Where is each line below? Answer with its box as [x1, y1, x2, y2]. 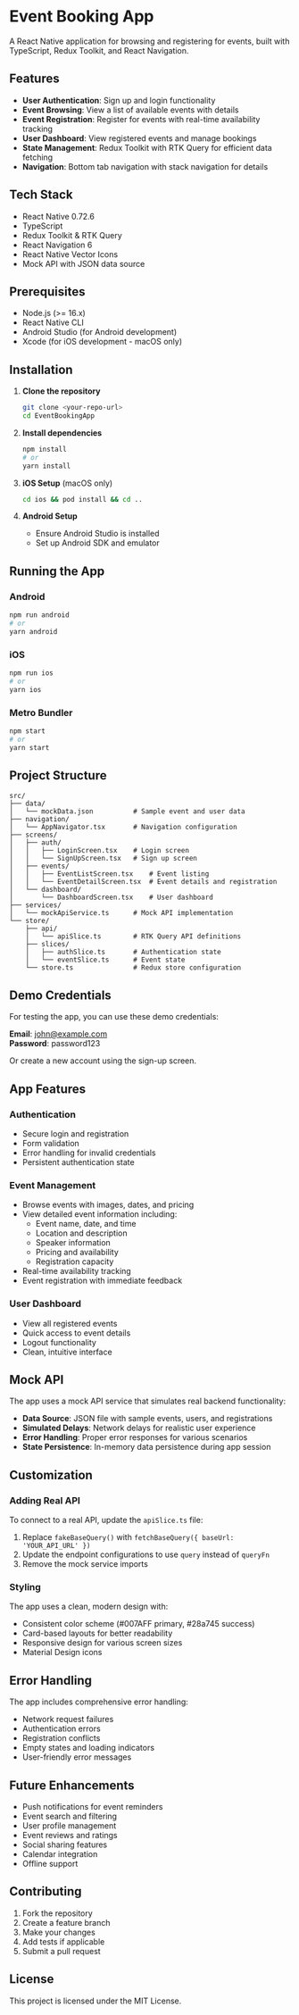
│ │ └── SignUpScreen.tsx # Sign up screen [9, 854, 198, 863]
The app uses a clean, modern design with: [9, 1601, 169, 1612]
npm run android [9, 611, 70, 620]
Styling [9, 1580, 42, 1593]
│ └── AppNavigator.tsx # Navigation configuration [9, 823, 238, 832]
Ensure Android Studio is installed [35, 529, 160, 539]
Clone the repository [21, 386, 101, 396]
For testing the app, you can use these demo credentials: [9, 1012, 219, 1022]
